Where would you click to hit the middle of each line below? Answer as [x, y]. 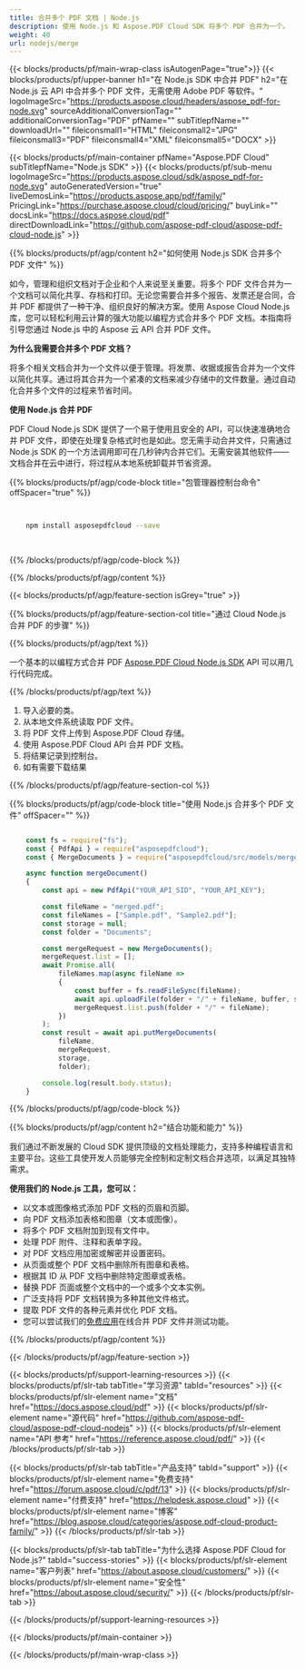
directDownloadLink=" [51, 225]
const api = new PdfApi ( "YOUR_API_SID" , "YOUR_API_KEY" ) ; [154, 890]
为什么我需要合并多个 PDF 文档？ [71, 349]
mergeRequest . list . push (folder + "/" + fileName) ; [172, 1007]
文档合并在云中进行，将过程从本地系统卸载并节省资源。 [113, 463]
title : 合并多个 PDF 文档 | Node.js [74, 18]
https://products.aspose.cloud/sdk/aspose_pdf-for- [167, 177]
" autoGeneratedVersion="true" [103, 186]
